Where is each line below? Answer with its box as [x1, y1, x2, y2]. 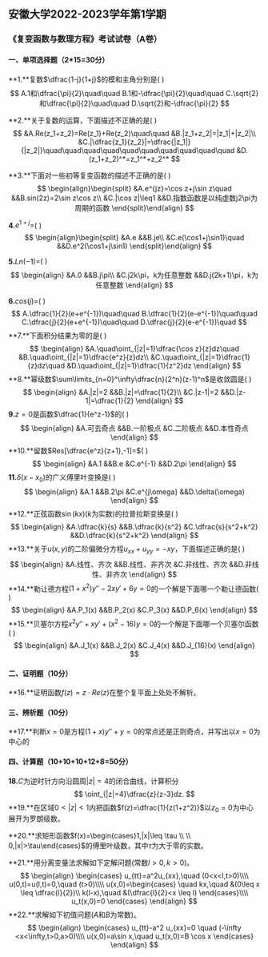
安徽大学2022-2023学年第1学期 [8, 7, 166, 22]
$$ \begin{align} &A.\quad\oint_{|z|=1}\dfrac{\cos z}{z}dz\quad [29, 344, 240, 354]
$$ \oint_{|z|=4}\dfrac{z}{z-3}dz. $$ [74, 789, 195, 798]
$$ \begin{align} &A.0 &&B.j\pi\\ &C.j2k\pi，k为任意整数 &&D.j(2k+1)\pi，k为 [10, 271, 258, 280]
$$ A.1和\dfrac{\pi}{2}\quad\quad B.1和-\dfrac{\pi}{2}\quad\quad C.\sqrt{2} [10, 88, 259, 98]
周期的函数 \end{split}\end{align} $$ [74, 203, 194, 212]
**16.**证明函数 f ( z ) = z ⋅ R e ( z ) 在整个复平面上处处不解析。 [8, 688, 201, 698]
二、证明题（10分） [8, 668, 73, 678]
